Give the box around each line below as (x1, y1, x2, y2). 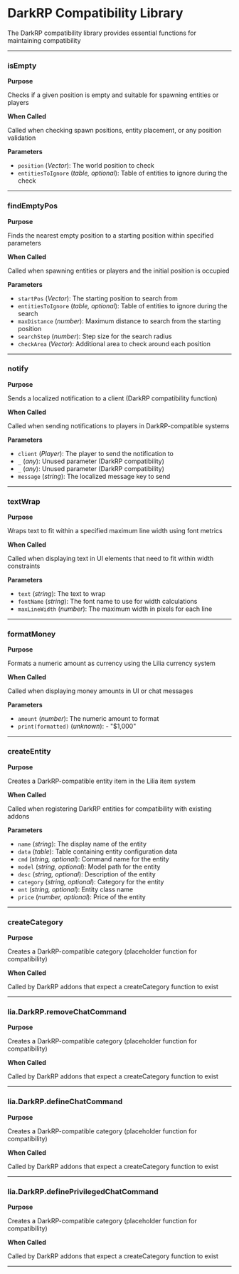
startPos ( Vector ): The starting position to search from (17, 294, 178, 303)
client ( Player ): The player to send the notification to (17, 449, 174, 457)
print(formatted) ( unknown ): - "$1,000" (17, 722, 137, 731)
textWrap (7, 496, 41, 506)
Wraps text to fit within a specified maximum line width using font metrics (7, 527, 223, 535)
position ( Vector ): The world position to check (17, 161, 154, 170)
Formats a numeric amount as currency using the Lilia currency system (7, 659, 216, 668)
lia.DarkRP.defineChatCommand (7, 1097, 123, 1107)
